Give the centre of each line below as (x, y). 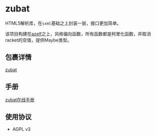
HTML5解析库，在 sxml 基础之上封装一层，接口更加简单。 (63, 23)
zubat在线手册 (20, 99)
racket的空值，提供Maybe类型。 (38, 40)
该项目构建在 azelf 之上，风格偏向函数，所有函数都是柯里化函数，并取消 (78, 33)
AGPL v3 (21, 129)
